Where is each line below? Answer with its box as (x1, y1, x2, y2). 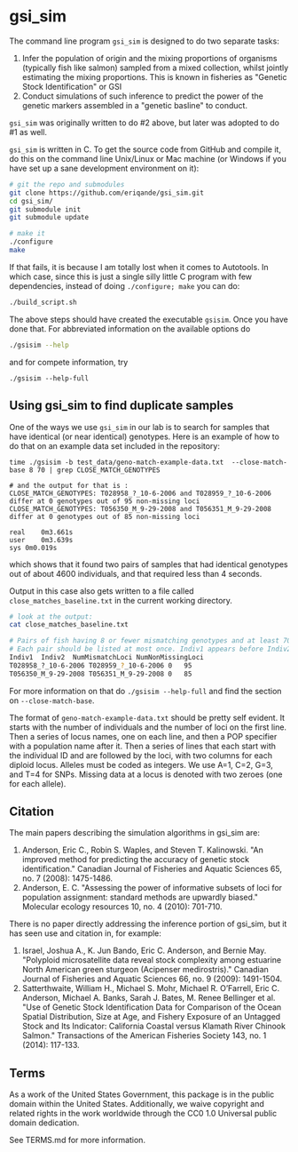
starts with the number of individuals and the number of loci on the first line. (9, 722, 286, 732)
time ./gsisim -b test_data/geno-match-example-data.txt (9, 458, 224, 467)
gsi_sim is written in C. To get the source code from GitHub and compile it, (9, 144, 282, 155)
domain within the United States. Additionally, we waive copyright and (9, 1099, 264, 1109)
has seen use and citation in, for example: (9, 928, 162, 939)
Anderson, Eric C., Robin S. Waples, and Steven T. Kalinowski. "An (21, 844, 264, 855)
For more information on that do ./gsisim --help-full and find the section (9, 685, 282, 696)
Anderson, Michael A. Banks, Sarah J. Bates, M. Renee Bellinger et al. (21, 993, 276, 1004)
